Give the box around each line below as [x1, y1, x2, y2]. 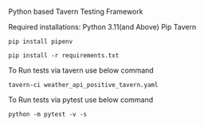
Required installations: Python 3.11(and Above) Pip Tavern [8, 22, 197, 31]
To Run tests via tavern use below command [8, 65, 154, 75]
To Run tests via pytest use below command [8, 95, 154, 104]
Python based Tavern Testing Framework [8, 7, 143, 16]
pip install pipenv [8, 37, 73, 45]
